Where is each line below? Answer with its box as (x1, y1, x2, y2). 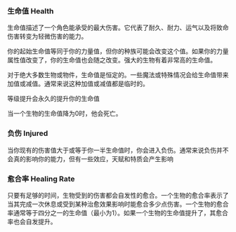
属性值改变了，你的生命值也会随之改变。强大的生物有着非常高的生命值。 (7, 56, 216, 64)
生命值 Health (7, 6, 54, 15)
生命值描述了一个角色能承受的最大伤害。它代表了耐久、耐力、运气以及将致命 (7, 23, 229, 32)
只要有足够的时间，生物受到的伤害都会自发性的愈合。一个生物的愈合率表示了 (7, 191, 229, 199)
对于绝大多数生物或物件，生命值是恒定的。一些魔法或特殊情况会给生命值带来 (7, 71, 229, 79)
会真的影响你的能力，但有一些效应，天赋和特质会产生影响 (7, 154, 173, 163)
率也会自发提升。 (7, 217, 57, 226)
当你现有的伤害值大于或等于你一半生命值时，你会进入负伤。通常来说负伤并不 (7, 146, 229, 154)
